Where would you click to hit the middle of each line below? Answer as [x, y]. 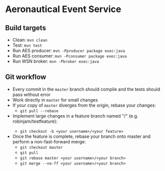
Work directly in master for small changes [55, 100]
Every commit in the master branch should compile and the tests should [86, 89]
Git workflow [26, 77]
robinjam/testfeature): [35, 121]
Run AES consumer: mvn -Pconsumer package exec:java [69, 56]
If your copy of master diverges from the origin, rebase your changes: [84, 105]
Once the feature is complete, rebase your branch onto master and [81, 136]
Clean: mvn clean [30, 40]
